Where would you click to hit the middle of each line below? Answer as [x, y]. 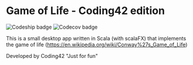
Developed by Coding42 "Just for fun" [52, 56]
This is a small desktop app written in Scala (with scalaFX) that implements [96, 38]
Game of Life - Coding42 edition [85, 11]
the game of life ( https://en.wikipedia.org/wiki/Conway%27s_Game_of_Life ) [97, 45]
